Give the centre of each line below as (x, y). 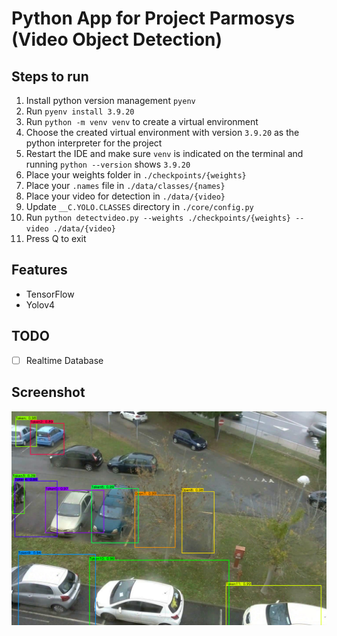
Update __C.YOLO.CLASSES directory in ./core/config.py (139, 206)
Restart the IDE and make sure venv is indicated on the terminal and (164, 153)
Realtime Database (64, 360)
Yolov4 (40, 304)
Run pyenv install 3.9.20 (80, 111)
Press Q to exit (56, 238)
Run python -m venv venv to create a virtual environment (142, 121)
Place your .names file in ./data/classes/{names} (125, 185)
